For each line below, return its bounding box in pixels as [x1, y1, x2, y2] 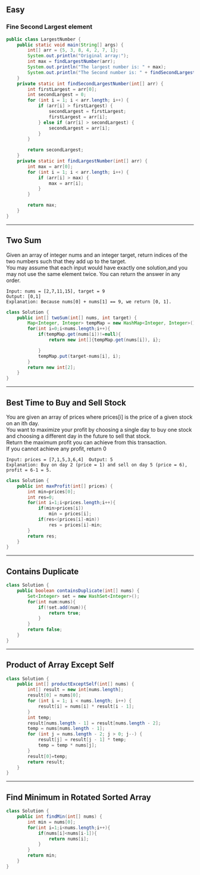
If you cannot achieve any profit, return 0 [6, 445, 107, 452]
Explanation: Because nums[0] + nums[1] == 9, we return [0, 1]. [6, 299, 171, 305]
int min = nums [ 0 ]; [27, 819, 76, 825]
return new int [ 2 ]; [27, 364, 76, 370]
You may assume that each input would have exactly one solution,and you [6, 264, 188, 271]
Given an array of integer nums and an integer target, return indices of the [6, 251, 188, 259]
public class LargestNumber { [6, 36, 82, 42]
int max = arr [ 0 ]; [27, 164, 73, 170]
